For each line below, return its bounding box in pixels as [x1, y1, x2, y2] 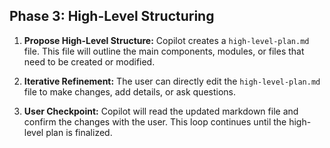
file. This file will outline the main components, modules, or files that [23, 45, 305, 57]
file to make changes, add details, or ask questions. [23, 85, 237, 98]
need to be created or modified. [23, 55, 156, 68]
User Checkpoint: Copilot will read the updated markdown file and [23, 105, 299, 117]
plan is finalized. [45, 126, 113, 138]
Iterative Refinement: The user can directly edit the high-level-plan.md [23, 75, 321, 87]
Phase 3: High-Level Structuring [9, 8, 215, 25]
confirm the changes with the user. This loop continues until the [23, 115, 287, 128]
